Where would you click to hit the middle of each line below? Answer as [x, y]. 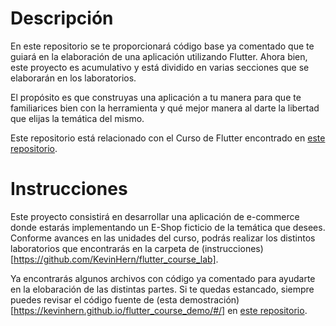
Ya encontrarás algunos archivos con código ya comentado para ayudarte [163, 278]
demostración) [209, 299]
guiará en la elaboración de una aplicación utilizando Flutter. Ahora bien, [159, 56]
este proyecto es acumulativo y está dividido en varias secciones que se [160, 67]
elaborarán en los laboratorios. [73, 78]
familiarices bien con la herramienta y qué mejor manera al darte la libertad [165, 108]
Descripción [62, 18]
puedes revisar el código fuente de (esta [94, 299]
